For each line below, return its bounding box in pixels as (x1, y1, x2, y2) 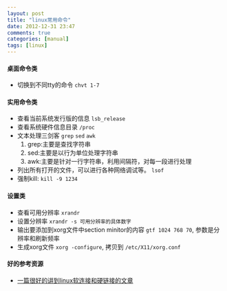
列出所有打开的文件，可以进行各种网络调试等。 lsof (17, 166, 164, 174)
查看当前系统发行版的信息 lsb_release (17, 114, 126, 122)
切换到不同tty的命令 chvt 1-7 (17, 80, 100, 89)
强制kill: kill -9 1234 (17, 175, 78, 183)
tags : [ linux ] (7, 42, 48, 49)
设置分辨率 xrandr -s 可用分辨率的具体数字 (17, 217, 132, 225)
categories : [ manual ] (7, 36, 69, 43)
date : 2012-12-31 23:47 (7, 23, 76, 30)
